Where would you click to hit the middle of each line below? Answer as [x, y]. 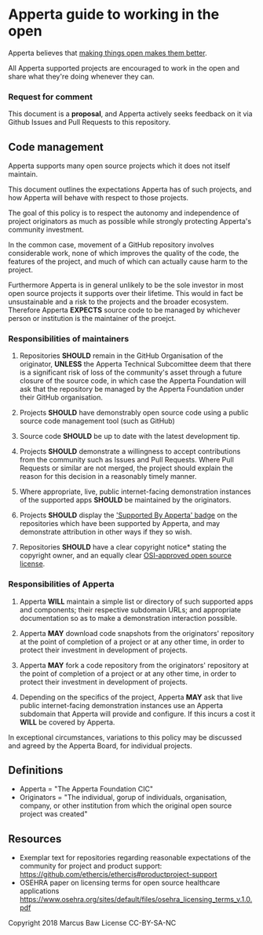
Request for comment [50, 97]
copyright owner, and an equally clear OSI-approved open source [125, 556]
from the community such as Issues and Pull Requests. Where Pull [126, 460]
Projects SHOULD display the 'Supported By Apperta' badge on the [128, 515]
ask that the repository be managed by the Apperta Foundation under [132, 389]
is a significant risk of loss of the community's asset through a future [131, 373]
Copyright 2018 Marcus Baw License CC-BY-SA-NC [92, 923]
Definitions [36, 771]
